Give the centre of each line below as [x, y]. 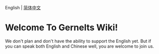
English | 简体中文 [23, 8]
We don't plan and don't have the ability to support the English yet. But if [78, 41]
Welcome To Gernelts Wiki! [62, 27]
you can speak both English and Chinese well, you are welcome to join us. [79, 46]
